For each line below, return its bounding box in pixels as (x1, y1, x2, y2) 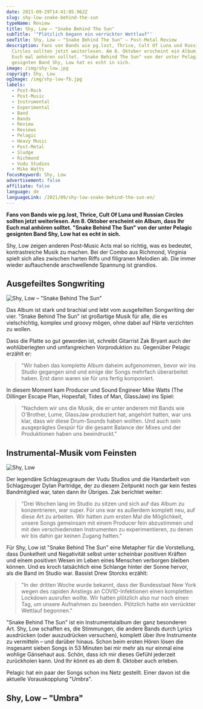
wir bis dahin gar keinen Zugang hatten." (21, 533, 123, 540)
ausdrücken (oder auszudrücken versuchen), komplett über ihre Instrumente (6, 632, 197, 639)
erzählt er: (6, 350, 32, 357)
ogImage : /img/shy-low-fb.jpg (6, 76, 83, 82)
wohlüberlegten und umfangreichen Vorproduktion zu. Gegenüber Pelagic (6, 344, 191, 351)
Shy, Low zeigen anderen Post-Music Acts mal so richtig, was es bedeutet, (6, 242, 193, 249)
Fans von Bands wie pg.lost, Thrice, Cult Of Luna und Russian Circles (6, 211, 184, 218)
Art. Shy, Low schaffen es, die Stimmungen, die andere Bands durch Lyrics (6, 625, 192, 632)
